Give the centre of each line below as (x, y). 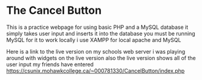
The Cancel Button (54, 11)
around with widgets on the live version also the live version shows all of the (101, 58)
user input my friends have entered (50, 64)
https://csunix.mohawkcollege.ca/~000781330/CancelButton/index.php (96, 70)
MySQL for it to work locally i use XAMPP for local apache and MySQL (94, 40)
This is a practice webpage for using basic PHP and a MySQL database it (97, 27)
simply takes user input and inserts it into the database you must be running (101, 33)
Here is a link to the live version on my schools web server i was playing (96, 51)
